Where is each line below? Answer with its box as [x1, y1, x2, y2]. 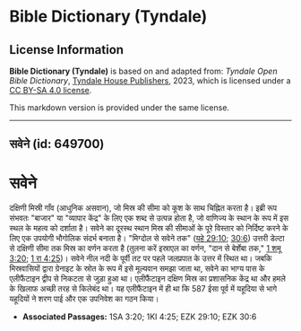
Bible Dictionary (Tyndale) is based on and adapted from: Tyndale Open [9, 65, 278, 76]
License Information [9, 42, 124, 57]
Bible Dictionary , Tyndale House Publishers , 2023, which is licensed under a [9, 75, 291, 86]
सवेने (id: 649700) [9, 136, 105, 152]
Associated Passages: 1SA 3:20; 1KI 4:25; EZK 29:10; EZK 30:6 [21, 311, 257, 322]
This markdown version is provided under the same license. [9, 102, 230, 113]
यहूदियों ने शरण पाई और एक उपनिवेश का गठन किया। [9, 293, 159, 304]
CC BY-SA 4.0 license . [9, 85, 92, 95]
